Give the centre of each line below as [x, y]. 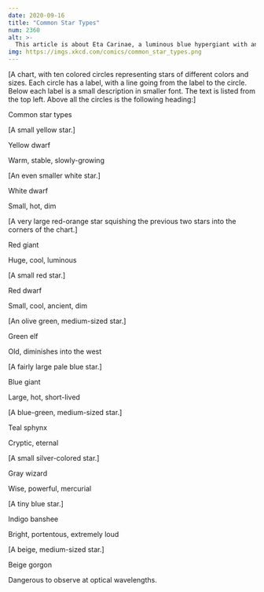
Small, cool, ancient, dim [48, 306]
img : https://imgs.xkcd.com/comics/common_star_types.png [105, 52]
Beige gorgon [30, 564]
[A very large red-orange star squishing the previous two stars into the [123, 221]
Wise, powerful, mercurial [50, 489]
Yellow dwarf [29, 145]
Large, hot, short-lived [44, 397]
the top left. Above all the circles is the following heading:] [102, 99]
